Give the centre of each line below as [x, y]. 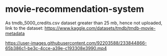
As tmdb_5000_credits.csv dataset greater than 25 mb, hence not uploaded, [84, 23]
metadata [15, 33]
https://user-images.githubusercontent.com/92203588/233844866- [76, 43]
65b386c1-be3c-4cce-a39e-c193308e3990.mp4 [56, 48]
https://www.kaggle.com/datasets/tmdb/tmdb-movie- [100, 28]
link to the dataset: [24, 28]
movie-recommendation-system [75, 9]
